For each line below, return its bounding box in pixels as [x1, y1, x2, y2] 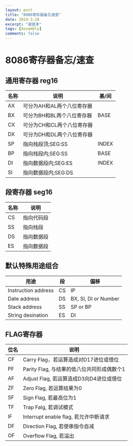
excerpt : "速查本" [5, 21, 42, 27]
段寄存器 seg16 [5, 188, 53, 197]
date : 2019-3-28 [5, 17, 39, 22]
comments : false [5, 31, 39, 36]
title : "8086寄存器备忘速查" [5, 12, 62, 17]
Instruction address [8, 286, 54, 294]
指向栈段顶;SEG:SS [23, 141, 68, 147]
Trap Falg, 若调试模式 [23, 404, 73, 411]
